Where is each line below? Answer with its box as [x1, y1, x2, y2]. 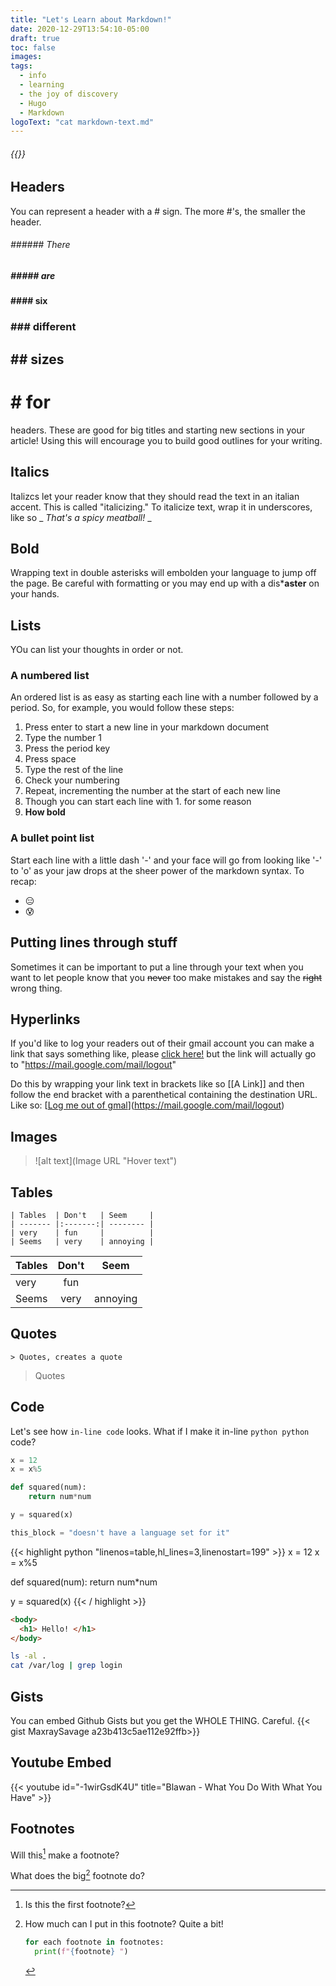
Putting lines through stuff [10, 934, 178, 951]
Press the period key [24, 742, 111, 755]
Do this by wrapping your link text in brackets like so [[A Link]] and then [10, 1078, 305, 1090]
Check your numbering [24, 774, 120, 786]
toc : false [10, 42, 56, 53]
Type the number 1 [24, 732, 102, 744]
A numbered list [10, 669, 90, 683]
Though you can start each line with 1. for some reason [24, 796, 252, 808]
